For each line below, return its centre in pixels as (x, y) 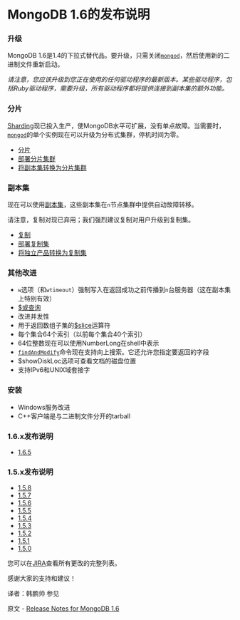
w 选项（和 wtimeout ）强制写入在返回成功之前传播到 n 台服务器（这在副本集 (124, 290)
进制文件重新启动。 (36, 64)
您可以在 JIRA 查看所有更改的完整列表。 (64, 563)
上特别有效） (36, 299)
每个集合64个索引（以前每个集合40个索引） (82, 334)
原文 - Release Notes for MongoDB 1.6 (63, 609)
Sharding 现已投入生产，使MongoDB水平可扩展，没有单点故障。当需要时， (116, 125)
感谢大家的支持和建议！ (42, 579)
